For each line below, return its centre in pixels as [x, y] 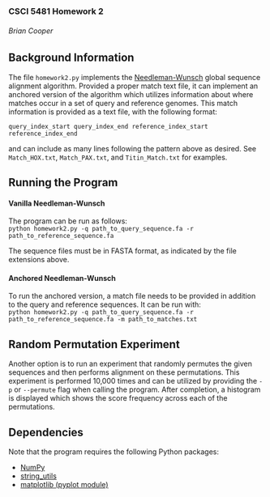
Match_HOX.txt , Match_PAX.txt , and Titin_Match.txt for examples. [118, 157]
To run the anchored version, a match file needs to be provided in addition [132, 296]
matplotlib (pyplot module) [64, 484]
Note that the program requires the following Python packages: [114, 452]
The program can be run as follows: [68, 221]
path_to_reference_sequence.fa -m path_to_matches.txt [103, 320]
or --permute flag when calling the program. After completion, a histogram [137, 389]
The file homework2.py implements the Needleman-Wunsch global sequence [135, 77]
